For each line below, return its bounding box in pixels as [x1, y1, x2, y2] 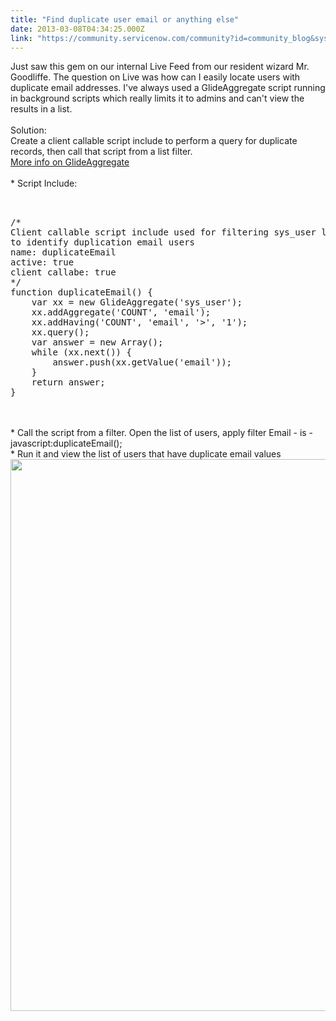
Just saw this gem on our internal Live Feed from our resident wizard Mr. [10, 61, 310, 73]
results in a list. [10, 103, 73, 115]
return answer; [31, 377, 106, 388]
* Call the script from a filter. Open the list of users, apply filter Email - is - [10, 427, 314, 439]
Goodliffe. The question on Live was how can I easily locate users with [10, 71, 301, 83]
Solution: [10, 124, 47, 136]
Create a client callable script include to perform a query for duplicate [10, 135, 298, 147]
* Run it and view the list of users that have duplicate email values [10, 448, 282, 460]
